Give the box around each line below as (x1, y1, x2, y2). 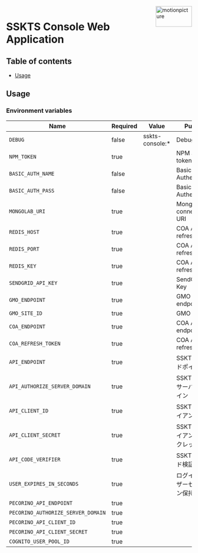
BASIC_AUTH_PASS (9, 187, 55, 194)
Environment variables (6, 106, 72, 115)
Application (6, 32, 64, 46)
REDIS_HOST (9, 229, 39, 235)
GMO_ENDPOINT (9, 297, 46, 303)
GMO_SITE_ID (9, 310, 43, 317)
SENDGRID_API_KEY (9, 279, 58, 286)
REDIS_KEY (9, 262, 37, 269)
